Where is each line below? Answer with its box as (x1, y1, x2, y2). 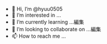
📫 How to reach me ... (11, 32, 66, 39)
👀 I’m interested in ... (11, 12, 61, 19)
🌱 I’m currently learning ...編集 (11, 19, 84, 25)
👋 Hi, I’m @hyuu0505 (11, 6, 63, 12)
